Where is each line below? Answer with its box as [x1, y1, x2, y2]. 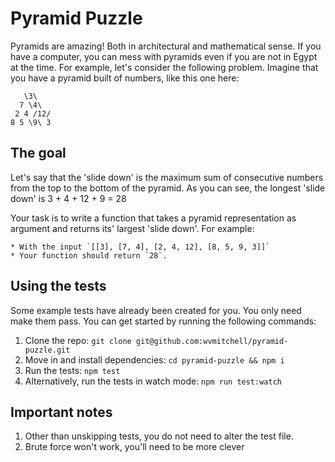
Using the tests [10, 278, 107, 295]
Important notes [10, 403, 113, 421]
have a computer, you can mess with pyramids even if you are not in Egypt [10, 50, 318, 62]
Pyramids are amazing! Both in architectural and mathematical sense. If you [10, 40, 322, 52]
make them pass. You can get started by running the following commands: [10, 315, 317, 327]
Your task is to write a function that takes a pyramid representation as [10, 212, 297, 224]
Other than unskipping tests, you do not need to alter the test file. [24, 430, 294, 442]
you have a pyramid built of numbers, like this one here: [10, 72, 240, 84]
